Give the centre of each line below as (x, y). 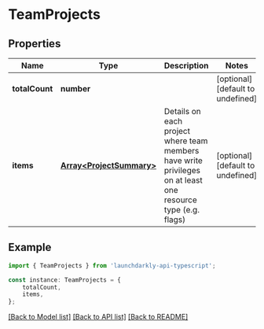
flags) (175, 220)
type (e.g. (182, 210)
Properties (35, 44)
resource (181, 200)
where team (186, 141)
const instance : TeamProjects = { (65, 280)
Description (186, 66)
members (181, 151)
